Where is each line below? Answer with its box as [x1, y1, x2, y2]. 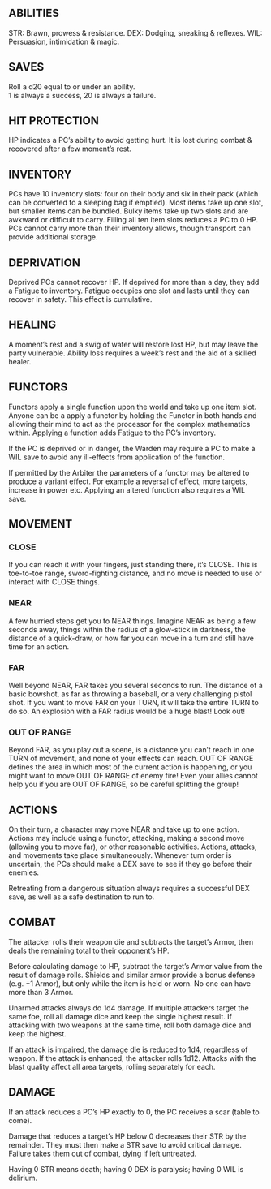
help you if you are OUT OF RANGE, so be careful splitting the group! [8, 779, 239, 790]
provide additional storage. [8, 232, 99, 242]
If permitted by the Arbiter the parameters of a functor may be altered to [8, 467, 250, 477]
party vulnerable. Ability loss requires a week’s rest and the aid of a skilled [8, 348, 257, 358]
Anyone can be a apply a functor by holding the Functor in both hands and [8, 410, 257, 420]
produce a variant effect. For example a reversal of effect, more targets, [8, 476, 248, 486]
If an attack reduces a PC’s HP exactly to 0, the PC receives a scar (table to [8, 1107, 260, 1117]
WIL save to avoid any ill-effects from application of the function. [8, 452, 226, 462]
